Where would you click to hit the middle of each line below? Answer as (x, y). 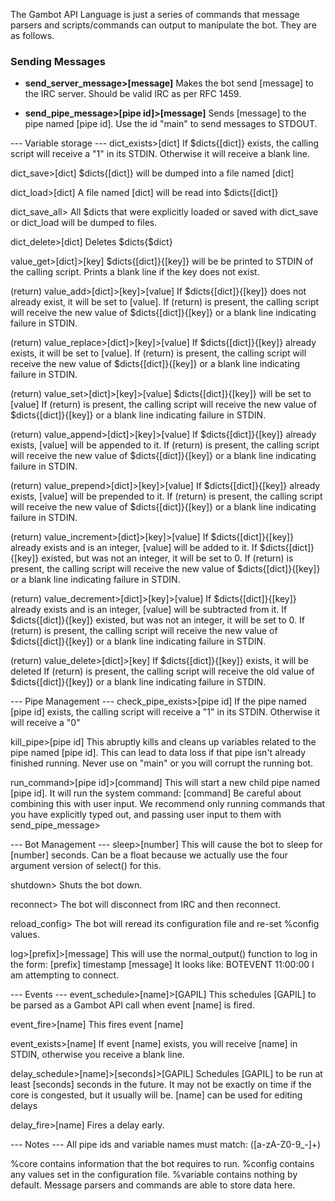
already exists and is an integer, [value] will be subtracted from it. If (149, 610)
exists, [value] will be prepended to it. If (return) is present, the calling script (166, 496)
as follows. (32, 35)
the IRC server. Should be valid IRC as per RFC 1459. (133, 94)
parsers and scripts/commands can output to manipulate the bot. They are (163, 25)
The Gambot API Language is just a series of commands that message (155, 14)
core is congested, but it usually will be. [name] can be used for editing (156, 1095)
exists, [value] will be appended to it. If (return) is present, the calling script (165, 445)
